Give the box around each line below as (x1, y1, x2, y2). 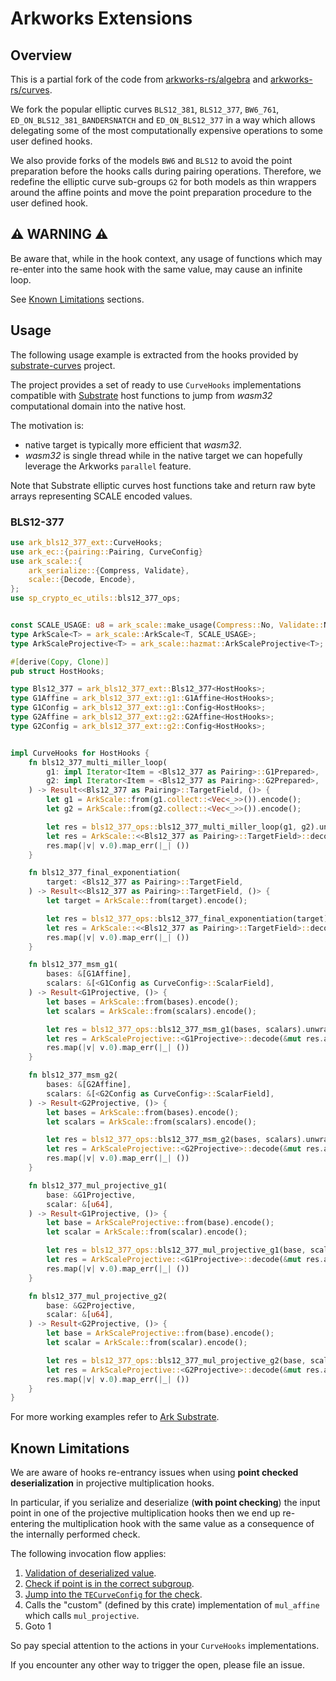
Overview (10, 47, 73, 64)
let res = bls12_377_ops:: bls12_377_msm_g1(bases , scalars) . (46, 1024, 307, 1034)
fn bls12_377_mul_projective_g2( (28, 1291, 168, 1301)
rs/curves (10, 84, 50, 96)
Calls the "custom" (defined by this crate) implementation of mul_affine (24, 1599, 320, 1611)
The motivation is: (10, 419, 85, 431)
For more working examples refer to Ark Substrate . (10, 1411, 220, 1423)
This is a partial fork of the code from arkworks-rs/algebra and (10, 73, 269, 85)
